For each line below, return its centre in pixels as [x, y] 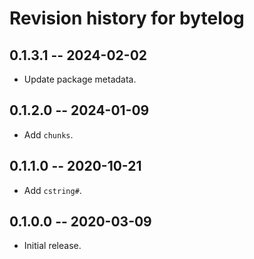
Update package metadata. [80, 79]
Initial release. [52, 246]
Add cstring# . [52, 190]
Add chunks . [48, 134]
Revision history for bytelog [127, 18]
